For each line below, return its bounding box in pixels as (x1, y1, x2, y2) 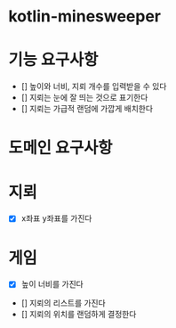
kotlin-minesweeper (8, 6, 162, 27)
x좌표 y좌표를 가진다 (20, 213, 92, 224)
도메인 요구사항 (8, 138, 113, 158)
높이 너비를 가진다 (20, 279, 84, 290)
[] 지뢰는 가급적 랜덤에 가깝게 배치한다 (20, 103, 153, 114)
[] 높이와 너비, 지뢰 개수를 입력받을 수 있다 (20, 81, 167, 92)
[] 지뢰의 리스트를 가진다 (20, 298, 106, 308)
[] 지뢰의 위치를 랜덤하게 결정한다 (20, 309, 137, 320)
